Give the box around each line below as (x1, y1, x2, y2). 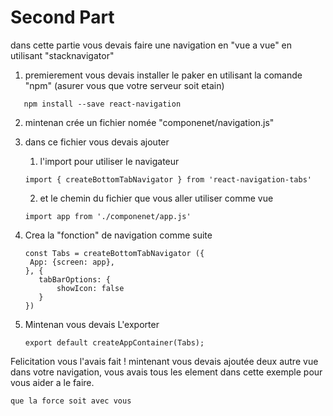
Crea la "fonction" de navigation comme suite (24, 229, 213, 241)
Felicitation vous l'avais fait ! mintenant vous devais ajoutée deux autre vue (10, 355, 319, 367)
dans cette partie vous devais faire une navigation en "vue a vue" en (10, 39, 293, 51)
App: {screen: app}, (29, 257, 115, 267)
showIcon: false (56, 283, 125, 293)
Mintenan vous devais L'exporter (24, 318, 160, 330)
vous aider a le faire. (10, 376, 95, 388)
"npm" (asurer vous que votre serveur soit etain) (24, 79, 225, 91)
